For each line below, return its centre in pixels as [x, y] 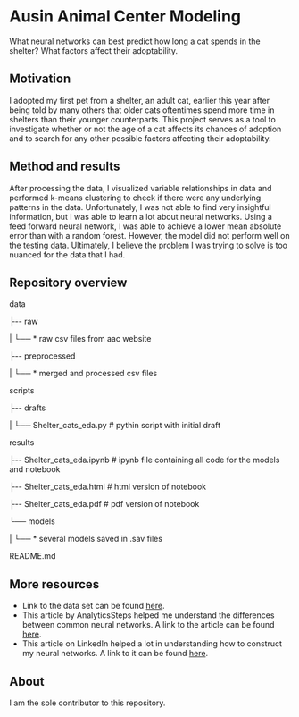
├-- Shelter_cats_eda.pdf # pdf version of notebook [104, 504]
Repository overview [68, 282]
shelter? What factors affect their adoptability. [94, 50]
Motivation [40, 79]
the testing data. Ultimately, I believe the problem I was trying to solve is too [149, 245]
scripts [22, 391]
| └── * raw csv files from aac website [80, 339]
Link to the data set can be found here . [93, 606]
